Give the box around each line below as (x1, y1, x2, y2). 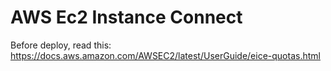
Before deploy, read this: (10, 39, 112, 51)
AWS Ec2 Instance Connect (10, 6, 243, 29)
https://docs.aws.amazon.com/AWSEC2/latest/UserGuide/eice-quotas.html (10, 49, 321, 61)
